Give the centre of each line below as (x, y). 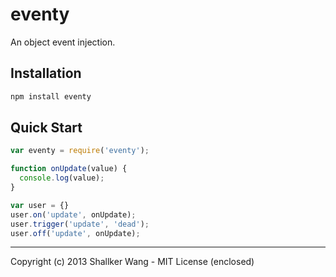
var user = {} (40, 205)
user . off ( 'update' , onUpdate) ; (75, 233)
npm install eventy (51, 96)
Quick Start (46, 128)
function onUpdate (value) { (69, 169)
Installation (46, 73)
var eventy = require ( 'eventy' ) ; (80, 151)
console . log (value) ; (62, 178)
